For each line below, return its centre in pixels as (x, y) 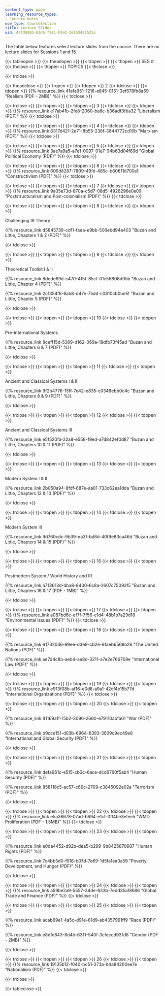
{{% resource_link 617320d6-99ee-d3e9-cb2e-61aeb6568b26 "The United (82, 644)
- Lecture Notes (22, 19)
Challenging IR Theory (28, 220)
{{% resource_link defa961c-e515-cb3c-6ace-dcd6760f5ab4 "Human (76, 772)
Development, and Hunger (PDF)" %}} (44, 866)
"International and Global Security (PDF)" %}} (51, 738)
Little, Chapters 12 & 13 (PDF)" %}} (40, 493)
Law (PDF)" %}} (21, 664)
